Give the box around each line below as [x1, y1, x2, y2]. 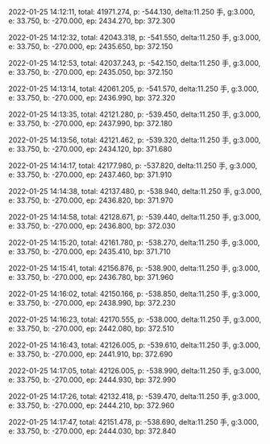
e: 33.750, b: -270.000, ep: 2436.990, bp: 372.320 [8, 93, 176, 102]
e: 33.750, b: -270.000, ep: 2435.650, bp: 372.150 [8, 42, 173, 51]
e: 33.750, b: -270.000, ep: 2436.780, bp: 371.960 [8, 273, 174, 282]
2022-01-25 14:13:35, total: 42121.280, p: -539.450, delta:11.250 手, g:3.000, [8, 109, 261, 119]
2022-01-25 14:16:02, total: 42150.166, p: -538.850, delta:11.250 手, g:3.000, [8, 289, 260, 298]
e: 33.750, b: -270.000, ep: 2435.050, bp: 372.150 [8, 68, 173, 76]
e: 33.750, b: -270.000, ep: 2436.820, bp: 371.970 [8, 195, 174, 205]
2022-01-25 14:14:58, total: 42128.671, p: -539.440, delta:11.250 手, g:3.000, [8, 212, 261, 221]
